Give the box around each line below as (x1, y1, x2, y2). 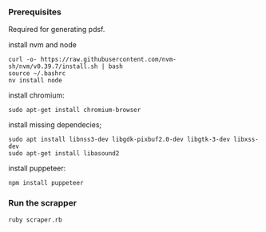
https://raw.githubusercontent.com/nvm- (40, 55, 177, 64)
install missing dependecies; (8, 120, 102, 130)
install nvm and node (8, 40, 77, 50)
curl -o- (8, 55, 38, 64)
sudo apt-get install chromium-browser (8, 106, 141, 114)
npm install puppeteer (8, 179, 84, 187)
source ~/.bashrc (8, 70, 66, 78)
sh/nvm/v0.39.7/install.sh (8, 62, 98, 70)
